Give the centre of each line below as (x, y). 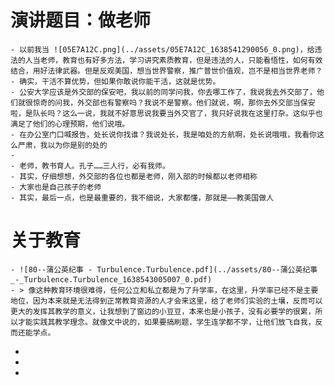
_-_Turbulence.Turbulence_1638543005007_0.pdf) (111, 279)
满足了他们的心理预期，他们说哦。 (70, 124)
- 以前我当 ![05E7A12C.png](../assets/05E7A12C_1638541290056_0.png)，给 (162, 49)
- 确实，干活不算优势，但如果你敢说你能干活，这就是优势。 (115, 81)
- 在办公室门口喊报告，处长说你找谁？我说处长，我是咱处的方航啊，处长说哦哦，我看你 (163, 134)
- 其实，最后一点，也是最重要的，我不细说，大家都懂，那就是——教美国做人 (142, 197)
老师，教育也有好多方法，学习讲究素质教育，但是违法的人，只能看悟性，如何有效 (181, 60)
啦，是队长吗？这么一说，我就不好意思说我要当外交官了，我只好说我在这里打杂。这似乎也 (166, 113)
